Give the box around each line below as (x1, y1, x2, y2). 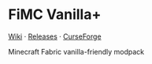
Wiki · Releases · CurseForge (8, 32, 102, 41)
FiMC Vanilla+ (8, 6, 102, 24)
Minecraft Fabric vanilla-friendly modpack (8, 47, 145, 56)
